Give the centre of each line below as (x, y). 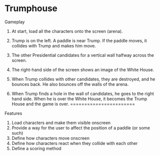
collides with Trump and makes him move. (54, 46)
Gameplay (15, 22)
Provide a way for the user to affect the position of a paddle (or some (81, 128)
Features (13, 113)
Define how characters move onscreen (51, 138)
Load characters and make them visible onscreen (61, 123)
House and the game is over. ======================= (73, 104)
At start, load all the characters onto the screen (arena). (67, 31)
